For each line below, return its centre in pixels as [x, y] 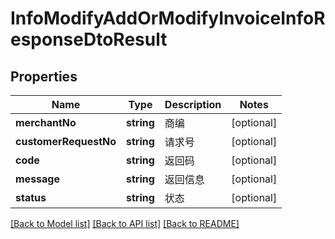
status [31, 197]
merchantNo [46, 122]
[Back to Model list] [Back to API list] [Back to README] [125, 223]
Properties [44, 76]
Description [193, 104]
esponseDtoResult [89, 39]
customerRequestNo [66, 141]
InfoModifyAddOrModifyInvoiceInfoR [168, 18]
